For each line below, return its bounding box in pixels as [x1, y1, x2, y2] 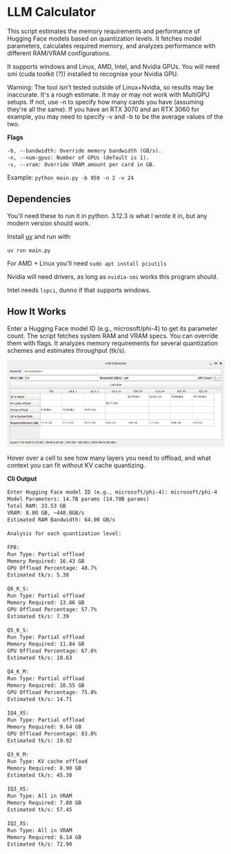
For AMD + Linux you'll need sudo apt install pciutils [7, 259, 167, 267]
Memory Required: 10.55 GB [7, 682, 85, 689]
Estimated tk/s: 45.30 [7, 772, 72, 779]
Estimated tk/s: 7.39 [7, 613, 70, 620]
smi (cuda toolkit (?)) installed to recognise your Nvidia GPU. [7, 70, 179, 78]
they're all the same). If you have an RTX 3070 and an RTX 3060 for [7, 105, 200, 113]
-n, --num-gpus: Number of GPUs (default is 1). [7, 154, 150, 161]
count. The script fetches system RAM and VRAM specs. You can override [7, 331, 219, 340]
